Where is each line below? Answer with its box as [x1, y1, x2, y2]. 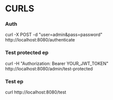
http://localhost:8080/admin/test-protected [5, 66, 93, 71]
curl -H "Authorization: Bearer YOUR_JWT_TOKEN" [5, 60, 109, 67]
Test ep [5, 78, 24, 85]
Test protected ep [5, 49, 49, 56]
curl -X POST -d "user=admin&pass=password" [5, 32, 103, 37]
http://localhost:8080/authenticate [5, 37, 75, 43]
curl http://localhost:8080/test [5, 89, 67, 95]
